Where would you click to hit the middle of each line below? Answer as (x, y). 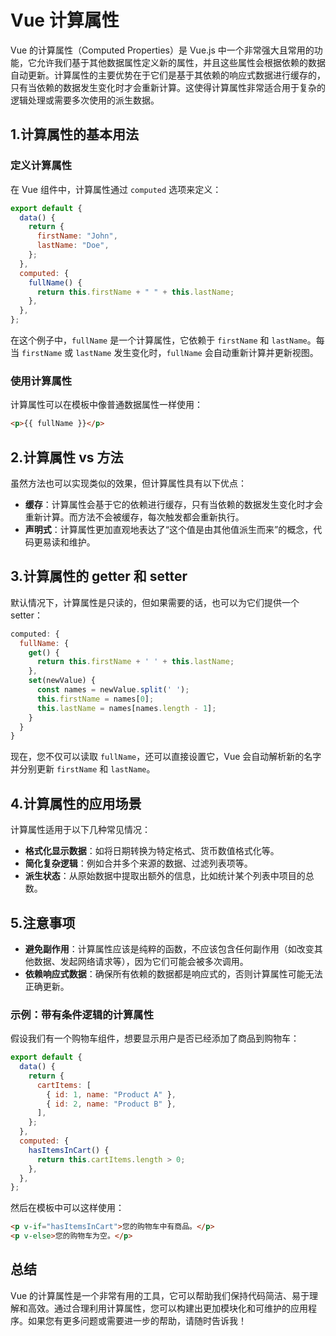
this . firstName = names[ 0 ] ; (95, 699)
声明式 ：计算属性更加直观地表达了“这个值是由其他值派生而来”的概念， (169, 529)
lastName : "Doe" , (73, 246)
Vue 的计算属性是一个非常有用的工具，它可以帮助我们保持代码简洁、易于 (160, 1295)
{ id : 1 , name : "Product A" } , (111, 1094)
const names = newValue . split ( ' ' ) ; (113, 690)
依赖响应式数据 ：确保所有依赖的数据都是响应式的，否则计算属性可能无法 (173, 973)
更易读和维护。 (64, 542)
